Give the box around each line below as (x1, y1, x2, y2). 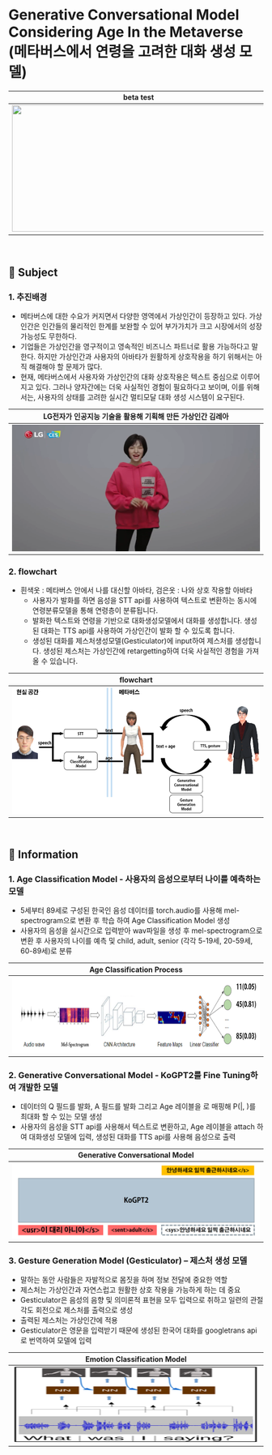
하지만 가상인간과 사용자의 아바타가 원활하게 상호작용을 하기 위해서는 (37, 351, 254, 362)
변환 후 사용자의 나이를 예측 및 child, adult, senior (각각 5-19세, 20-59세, (19, 936, 253, 946)
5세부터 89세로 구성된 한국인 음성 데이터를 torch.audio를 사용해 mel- (19, 905, 240, 915)
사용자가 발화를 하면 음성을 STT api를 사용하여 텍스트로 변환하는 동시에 (32, 596, 257, 606)
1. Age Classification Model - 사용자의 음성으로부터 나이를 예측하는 (8, 873, 261, 884)
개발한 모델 (17, 1081, 59, 1093)
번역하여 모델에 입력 (28, 1336, 92, 1346)
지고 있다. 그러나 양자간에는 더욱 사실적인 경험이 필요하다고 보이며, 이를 (19, 382, 245, 392)
